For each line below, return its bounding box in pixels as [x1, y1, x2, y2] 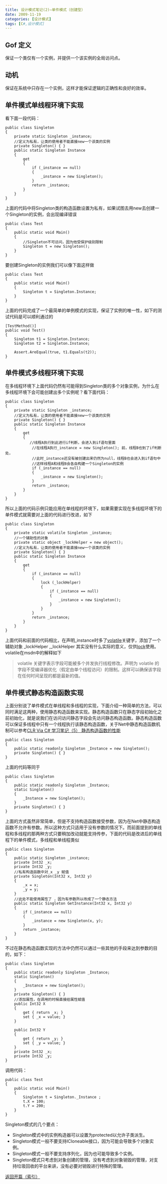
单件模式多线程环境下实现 [5, 369, 83, 377]
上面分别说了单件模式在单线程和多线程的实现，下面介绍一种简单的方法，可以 [5, 702, 162, 709]
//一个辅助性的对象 [14, 535, 49, 540]
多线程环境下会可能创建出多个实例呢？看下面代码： [5, 389, 110, 395]
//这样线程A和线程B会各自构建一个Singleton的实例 [31, 461, 124, 466]
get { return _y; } [23, 1036, 64, 1041]
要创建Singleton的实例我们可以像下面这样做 [5, 262, 94, 268]
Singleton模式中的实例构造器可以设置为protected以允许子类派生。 [12, 1132, 148, 1138]
